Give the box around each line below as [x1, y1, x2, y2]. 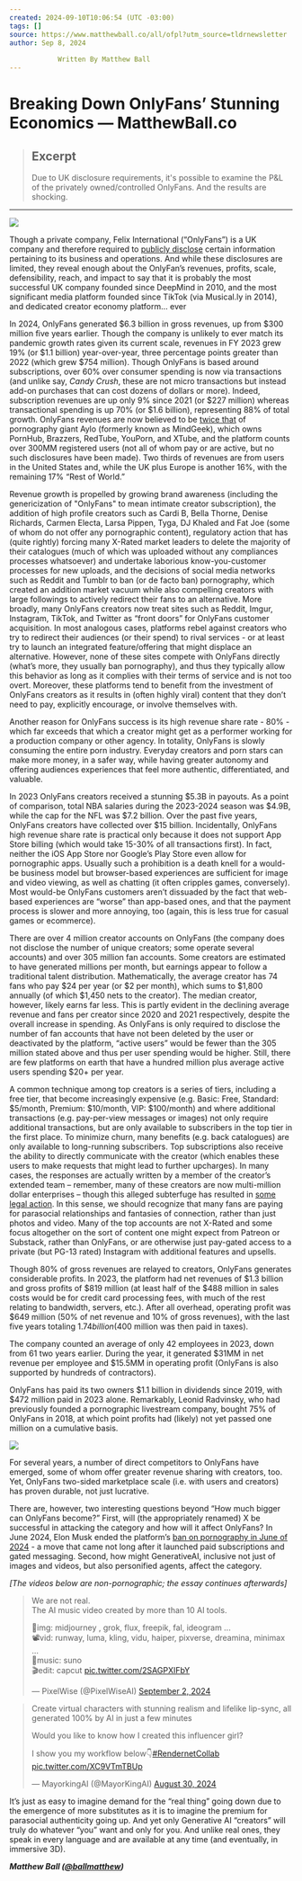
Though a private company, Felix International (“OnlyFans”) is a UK [9, 235, 257, 245]
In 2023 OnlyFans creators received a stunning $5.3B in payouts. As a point [9, 791, 289, 801]
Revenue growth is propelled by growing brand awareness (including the [9, 489, 279, 499]
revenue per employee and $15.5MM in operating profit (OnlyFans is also [9, 1358, 279, 1368]
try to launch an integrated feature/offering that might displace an [9, 642, 253, 652]
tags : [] [9, 22, 42, 31]
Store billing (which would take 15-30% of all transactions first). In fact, [9, 839, 272, 850]
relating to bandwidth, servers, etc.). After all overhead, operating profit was [9, 1302, 291, 1313]
